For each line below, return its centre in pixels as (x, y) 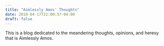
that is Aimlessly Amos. (29, 38)
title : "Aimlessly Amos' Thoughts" (42, 10)
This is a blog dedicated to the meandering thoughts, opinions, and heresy (82, 33)
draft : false (19, 19)
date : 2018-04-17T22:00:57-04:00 (40, 14)
